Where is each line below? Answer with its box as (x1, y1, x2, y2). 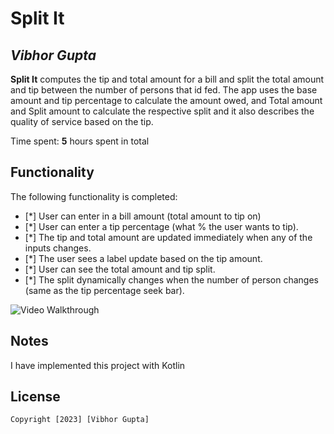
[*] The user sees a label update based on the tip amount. (24, 252, 263, 264)
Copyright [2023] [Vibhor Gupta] (10, 415, 150, 425)
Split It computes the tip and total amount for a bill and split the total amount (10, 73, 325, 85)
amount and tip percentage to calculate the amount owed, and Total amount (10, 95, 323, 106)
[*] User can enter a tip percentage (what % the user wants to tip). (24, 220, 299, 232)
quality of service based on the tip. (10, 116, 154, 127)
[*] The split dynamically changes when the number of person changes (24, 273, 319, 286)
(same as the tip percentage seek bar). (24, 284, 185, 296)
